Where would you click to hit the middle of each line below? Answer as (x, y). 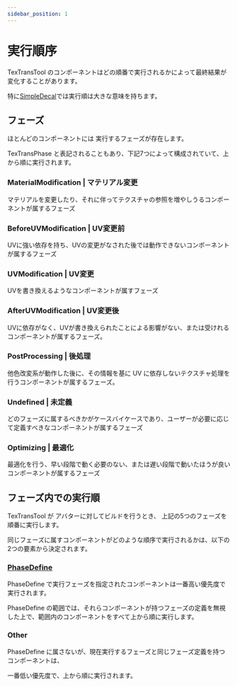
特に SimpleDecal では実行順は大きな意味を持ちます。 (84, 95)
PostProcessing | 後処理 (49, 356)
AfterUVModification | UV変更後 (63, 310)
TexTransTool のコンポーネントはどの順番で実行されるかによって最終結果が (117, 72)
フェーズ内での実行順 (54, 498)
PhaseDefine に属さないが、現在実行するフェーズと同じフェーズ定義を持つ (116, 651)
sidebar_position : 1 (38, 14)
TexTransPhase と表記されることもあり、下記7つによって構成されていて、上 (118, 153)
